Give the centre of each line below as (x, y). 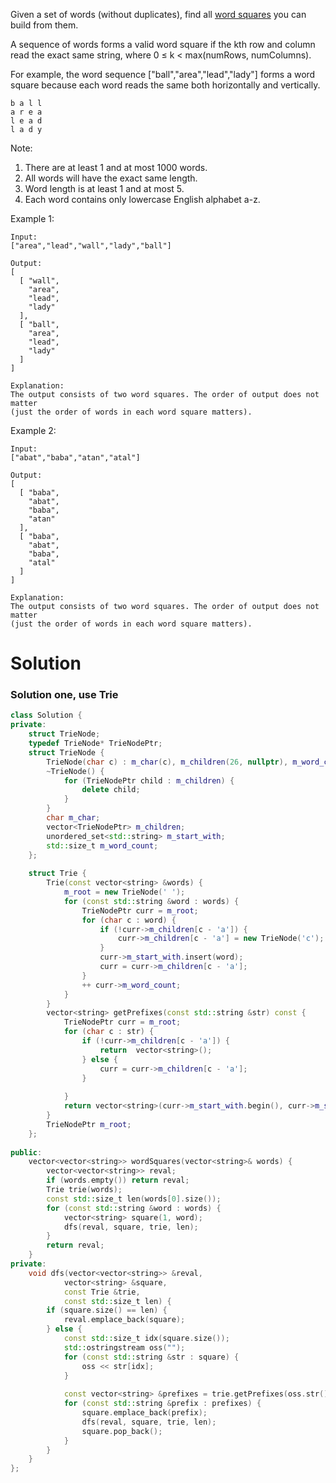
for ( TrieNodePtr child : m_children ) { (149, 780)
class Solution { (46, 715)
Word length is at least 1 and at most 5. (104, 188)
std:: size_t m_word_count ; (102, 845)
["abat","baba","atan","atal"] (75, 458)
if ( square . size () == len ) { (107, 1310)
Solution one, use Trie (64, 695)
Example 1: (32, 218)
